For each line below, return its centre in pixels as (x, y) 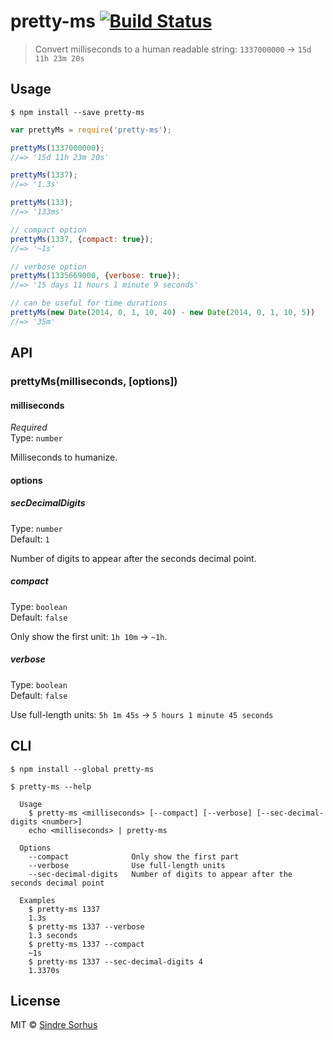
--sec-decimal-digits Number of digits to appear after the (160, 874)
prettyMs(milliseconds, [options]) (94, 382)
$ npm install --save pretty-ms (77, 112)
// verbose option (48, 266)
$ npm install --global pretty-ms (82, 769)
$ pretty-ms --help (51, 786)
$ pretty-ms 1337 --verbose (86, 926)
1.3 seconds (53, 935)
